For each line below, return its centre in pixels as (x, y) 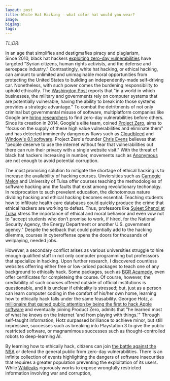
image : (12, 19)
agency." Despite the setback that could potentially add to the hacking (79, 230)
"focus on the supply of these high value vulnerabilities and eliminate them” (84, 128)
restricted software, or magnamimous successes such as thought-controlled (85, 331)
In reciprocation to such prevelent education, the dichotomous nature (78, 192)
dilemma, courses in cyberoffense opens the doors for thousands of (76, 235)
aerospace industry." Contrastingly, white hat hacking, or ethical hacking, (82, 69)
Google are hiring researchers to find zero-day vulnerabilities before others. (84, 118)
